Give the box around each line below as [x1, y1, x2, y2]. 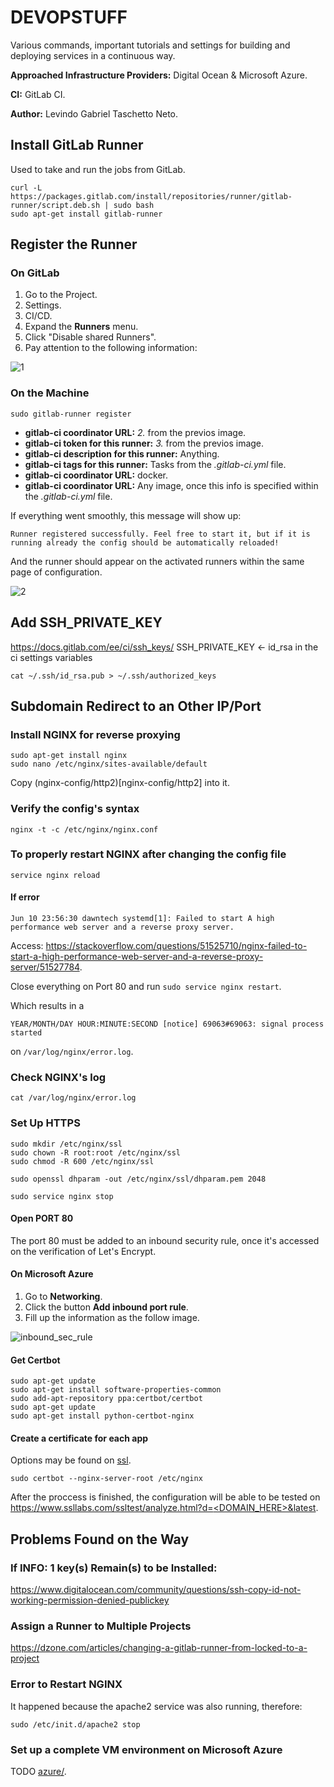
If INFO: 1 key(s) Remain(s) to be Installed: [10, 1561, 218, 1575]
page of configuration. [10, 566, 103, 578]
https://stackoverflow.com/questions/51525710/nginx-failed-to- [45, 940, 308, 952]
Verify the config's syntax [10, 802, 140, 816]
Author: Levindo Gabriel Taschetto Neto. [10, 107, 178, 120]
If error [10, 891, 40, 903]
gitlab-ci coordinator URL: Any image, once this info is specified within [24, 479, 319, 491]
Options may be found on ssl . [10, 1454, 132, 1466]
